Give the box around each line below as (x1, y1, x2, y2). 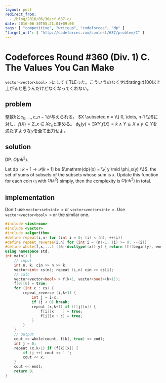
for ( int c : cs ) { (14, 286, 54, 291)
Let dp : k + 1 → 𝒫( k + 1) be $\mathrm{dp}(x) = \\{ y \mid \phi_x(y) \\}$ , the (5, 166, 157, 172)
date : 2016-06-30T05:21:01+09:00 (5, 21, 74, 26)
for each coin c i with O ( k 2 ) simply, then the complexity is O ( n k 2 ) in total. (5, 177, 152, 185)
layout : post (5, 7, 32, 12)
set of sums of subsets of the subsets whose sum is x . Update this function (5, 171, 159, 177)
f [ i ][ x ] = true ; (40, 309, 83, 314)
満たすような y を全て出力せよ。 (5, 128, 68, 134)
